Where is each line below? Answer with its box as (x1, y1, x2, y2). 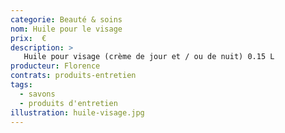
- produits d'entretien (19, 98, 118, 108)
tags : (10, 80, 33, 90)
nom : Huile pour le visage (10, 24, 123, 34)
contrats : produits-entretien (10, 71, 137, 81)
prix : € (10, 33, 47, 43)
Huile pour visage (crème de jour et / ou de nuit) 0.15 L (23, 52, 275, 62)
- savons (19, 89, 56, 99)
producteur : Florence (10, 61, 101, 71)
